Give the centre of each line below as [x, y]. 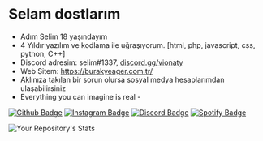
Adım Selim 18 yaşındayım [64, 36]
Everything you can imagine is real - [80, 96]
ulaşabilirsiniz [43, 88]
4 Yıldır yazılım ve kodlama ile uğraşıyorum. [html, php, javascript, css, [138, 45]
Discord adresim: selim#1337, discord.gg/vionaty [101, 62]
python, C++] [43, 53]
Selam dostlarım [65, 14]
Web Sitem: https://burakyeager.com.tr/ [86, 70]
